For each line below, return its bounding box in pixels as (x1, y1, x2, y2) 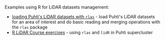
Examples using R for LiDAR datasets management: (4, 4, 110, 10)
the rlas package (11, 24, 48, 30)
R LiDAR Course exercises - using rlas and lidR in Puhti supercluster (11, 30, 153, 35)
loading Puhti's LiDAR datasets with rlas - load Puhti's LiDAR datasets (11, 14, 155, 19)
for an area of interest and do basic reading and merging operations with (11, 19, 161, 25)
